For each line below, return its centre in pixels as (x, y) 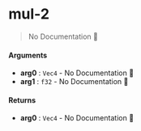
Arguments (28, 55)
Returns (22, 100)
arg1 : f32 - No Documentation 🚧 (74, 82)
